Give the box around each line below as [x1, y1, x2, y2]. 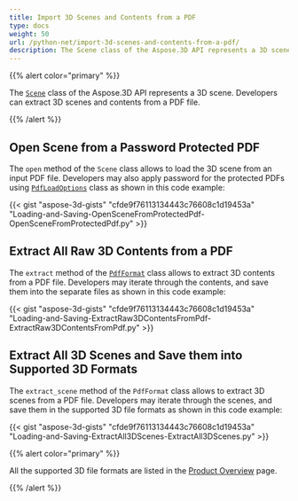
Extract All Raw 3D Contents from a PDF [9, 244, 233, 259]
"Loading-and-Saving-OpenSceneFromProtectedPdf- [9, 208, 206, 219]
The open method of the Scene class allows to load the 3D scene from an [9, 163, 272, 174]
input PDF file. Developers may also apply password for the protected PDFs [9, 172, 286, 183]
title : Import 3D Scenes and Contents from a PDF [9, 12, 197, 22]
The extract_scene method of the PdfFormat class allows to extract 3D [9, 385, 265, 395]
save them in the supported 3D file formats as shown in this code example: [9, 404, 283, 415]
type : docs [9, 21, 50, 30]
